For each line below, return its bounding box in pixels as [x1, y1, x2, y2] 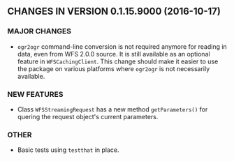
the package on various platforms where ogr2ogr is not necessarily [17, 64, 210, 72]
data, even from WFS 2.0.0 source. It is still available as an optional [17, 49, 211, 58]
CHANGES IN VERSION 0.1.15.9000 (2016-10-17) [7, 6, 221, 17]
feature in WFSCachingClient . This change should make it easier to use [17, 57, 219, 66]
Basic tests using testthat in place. [17, 146, 119, 154]
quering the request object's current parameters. [17, 112, 159, 121]
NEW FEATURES [7, 89, 64, 99]
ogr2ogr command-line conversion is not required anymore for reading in [17, 42, 227, 51]
